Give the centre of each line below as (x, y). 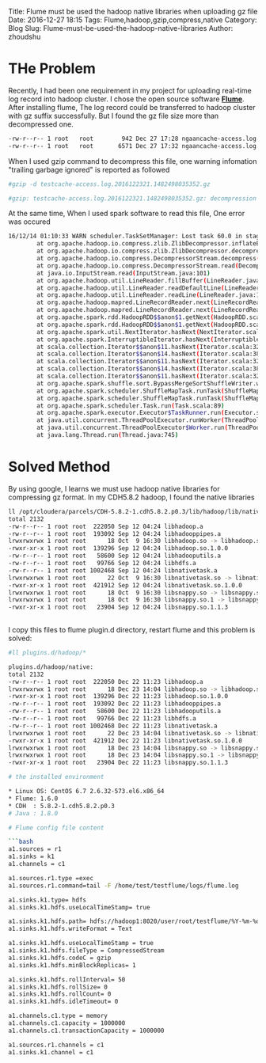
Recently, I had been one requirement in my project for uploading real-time (130, 90)
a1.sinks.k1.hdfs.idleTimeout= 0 (63, 1002)
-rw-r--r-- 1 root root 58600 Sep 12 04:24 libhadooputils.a (115, 556)
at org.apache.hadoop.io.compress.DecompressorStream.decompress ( (148, 259)
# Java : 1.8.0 (33, 813)
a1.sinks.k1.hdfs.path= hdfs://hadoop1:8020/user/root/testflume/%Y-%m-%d (134, 921)
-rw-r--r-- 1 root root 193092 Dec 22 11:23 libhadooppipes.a (115, 704)
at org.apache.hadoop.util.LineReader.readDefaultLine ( (131, 288)
